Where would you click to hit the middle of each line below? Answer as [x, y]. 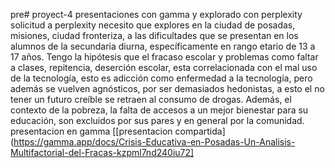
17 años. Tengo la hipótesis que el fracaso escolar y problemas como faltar [164, 57]
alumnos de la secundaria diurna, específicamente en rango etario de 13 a [163, 46]
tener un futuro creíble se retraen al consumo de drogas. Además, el [151, 99]
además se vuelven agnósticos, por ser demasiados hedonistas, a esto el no [167, 88]
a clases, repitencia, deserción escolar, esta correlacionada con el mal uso [164, 67]
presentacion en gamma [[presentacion [91, 131]
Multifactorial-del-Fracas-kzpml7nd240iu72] [102, 152]
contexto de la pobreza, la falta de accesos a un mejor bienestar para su [159, 110]
